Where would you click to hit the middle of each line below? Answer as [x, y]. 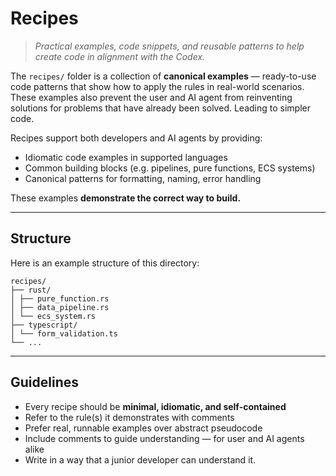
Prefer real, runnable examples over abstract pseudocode [143, 428]
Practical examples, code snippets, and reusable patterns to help [169, 46]
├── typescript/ [44, 325]
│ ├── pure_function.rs [60, 298]
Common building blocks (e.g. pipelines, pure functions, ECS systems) [170, 168]
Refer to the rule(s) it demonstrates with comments [129, 417]
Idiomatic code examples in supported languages [126, 157]
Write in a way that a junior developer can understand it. [140, 459]
